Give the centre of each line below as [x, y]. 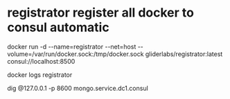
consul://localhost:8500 [41, 61]
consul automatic [58, 27]
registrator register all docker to [100, 13]
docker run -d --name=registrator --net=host [72, 46]
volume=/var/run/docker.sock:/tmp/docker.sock [76, 54]
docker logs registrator [40, 75]
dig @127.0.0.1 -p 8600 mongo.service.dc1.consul [78, 88]
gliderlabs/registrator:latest [184, 54]
